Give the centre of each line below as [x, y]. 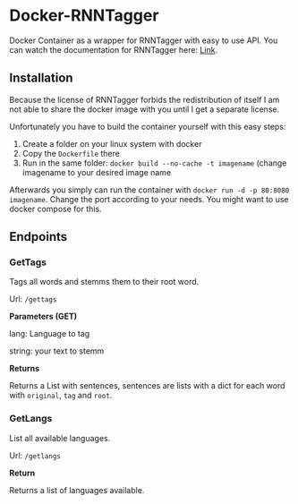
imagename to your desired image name [97, 172]
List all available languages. [60, 438]
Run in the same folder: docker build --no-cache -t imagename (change [154, 163]
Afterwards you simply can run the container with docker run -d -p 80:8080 [149, 190]
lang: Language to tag [50, 334]
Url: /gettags [33, 299]
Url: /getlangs [35, 455]
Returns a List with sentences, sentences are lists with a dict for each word [147, 386]
